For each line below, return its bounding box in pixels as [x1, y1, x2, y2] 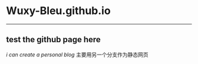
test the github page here [6, 35, 101, 45]
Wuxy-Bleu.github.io [6, 4, 111, 18]
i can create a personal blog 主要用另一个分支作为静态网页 [6, 51, 148, 58]
